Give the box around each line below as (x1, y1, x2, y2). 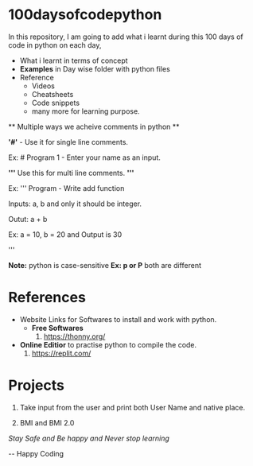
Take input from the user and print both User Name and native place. (19, 402, 245, 412)
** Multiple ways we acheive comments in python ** (8, 122, 181, 131)
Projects (8, 376, 65, 394)
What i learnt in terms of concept (19, 56, 129, 65)
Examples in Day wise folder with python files (19, 64, 171, 73)
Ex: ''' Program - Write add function (8, 183, 125, 192)
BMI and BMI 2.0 (19, 417, 75, 427)
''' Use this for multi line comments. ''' (8, 168, 134, 177)
